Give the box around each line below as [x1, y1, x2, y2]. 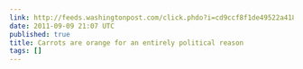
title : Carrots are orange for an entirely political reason [9, 38, 244, 47]
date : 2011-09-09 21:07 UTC [9, 22, 115, 30]
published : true [9, 30, 70, 39]
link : [9, 13, 30, 22]
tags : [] [9, 47, 42, 56]
